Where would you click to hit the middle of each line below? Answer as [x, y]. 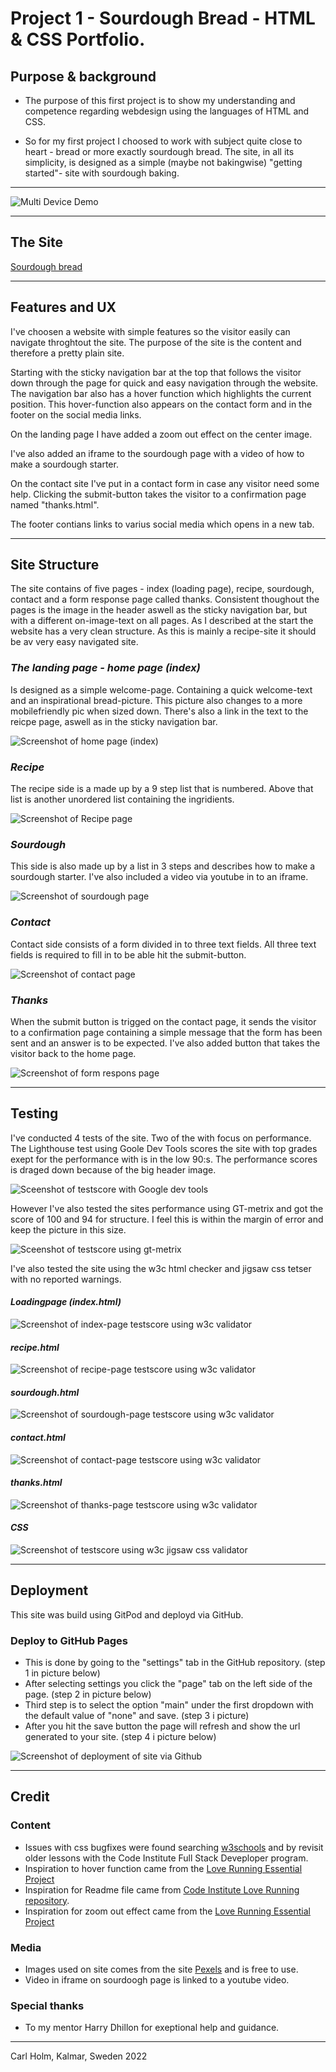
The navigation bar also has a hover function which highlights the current [161, 393]
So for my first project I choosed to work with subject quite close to [163, 141]
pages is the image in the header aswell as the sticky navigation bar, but [159, 610]
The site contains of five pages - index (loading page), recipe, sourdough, [162, 589]
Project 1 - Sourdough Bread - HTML [163, 18]
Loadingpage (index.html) [66, 1302]
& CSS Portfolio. [78, 39]
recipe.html [35, 1347]
